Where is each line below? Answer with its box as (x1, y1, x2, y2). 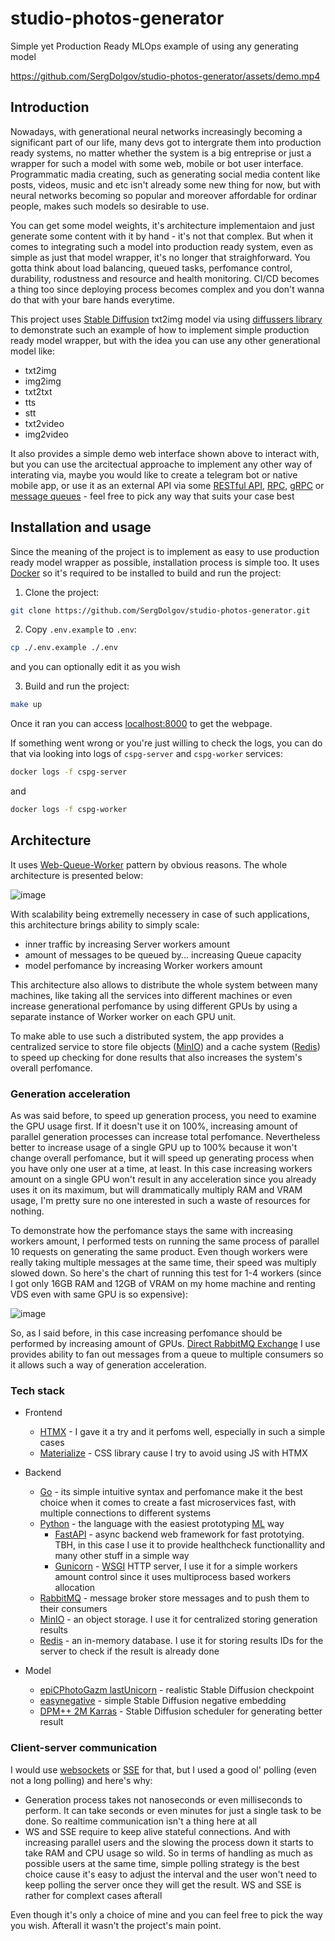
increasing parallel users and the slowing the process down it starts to (24, 1836, 314, 1848)
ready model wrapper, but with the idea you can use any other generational (10, 334, 321, 346)
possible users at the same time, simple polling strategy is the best (24, 1857, 300, 1869)
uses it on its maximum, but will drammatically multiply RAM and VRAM (10, 1184, 303, 1196)
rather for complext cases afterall (24, 1889, 163, 1901)
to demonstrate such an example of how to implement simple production (10, 323, 310, 336)
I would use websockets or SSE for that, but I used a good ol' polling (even (10, 1763, 317, 1776)
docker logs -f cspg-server (10, 767, 128, 777)
